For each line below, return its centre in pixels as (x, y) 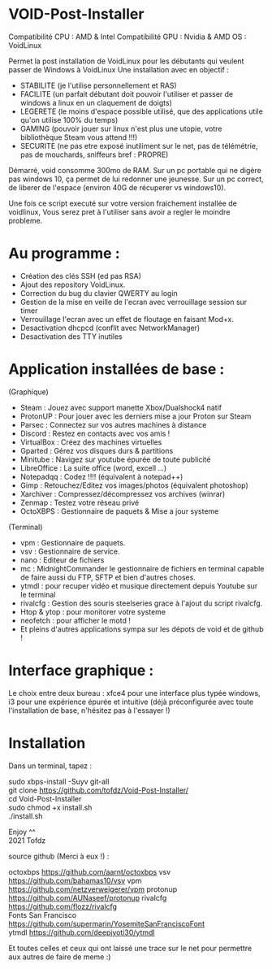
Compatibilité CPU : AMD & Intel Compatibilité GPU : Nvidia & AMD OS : (127, 37)
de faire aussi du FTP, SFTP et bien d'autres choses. (108, 577)
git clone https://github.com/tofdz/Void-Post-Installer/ (99, 790)
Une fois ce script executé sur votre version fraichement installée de (123, 203)
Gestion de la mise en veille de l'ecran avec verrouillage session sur (134, 302)
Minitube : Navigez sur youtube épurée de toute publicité (115, 459)
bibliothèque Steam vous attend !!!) (79, 137)
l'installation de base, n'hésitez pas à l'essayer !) (89, 710)
